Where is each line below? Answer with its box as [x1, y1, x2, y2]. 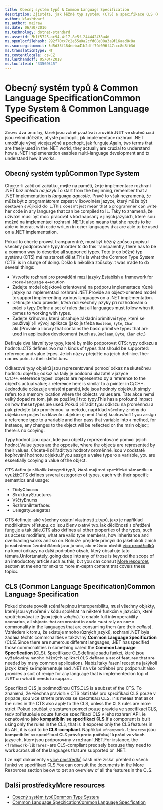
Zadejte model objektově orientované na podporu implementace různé [12, 284, 153, 290]
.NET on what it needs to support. [5, 676, 73, 681]
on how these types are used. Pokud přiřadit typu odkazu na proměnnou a [5, 401, 154, 407]
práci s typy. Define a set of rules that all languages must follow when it [12, 305, 154, 311]
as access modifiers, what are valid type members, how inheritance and [5, 532, 149, 538]
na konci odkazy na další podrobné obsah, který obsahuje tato [5, 547, 130, 553]
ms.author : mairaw [5, 20, 42, 26]
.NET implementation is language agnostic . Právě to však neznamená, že [5, 193, 151, 199]
